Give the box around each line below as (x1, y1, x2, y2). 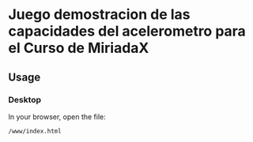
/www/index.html (8, 127, 62, 135)
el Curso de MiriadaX (8, 39, 149, 57)
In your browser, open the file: (8, 112, 107, 121)
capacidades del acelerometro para (8, 22, 247, 40)
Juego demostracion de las (8, 6, 191, 24)
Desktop (8, 94, 42, 105)
